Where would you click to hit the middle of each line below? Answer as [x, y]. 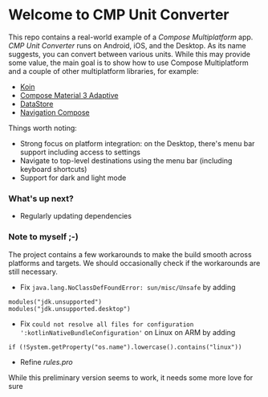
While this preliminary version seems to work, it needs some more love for [131, 377]
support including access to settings [80, 152]
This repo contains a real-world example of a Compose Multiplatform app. [131, 37]
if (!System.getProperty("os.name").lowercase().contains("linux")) [125, 347]
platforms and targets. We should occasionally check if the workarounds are [134, 263]
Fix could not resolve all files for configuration [107, 324]
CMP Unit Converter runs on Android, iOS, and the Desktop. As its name [127, 45]
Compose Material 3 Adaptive [69, 95]
